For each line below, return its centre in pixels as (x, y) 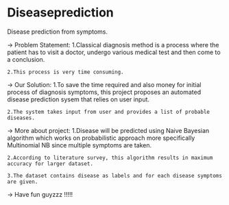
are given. (23, 182)
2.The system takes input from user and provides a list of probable (109, 112)
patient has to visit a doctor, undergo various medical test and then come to (114, 52)
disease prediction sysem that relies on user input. (78, 99)
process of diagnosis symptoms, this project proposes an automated (104, 92)
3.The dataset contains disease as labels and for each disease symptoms (115, 176)
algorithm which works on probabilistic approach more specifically (101, 138)
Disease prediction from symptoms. (58, 32)
